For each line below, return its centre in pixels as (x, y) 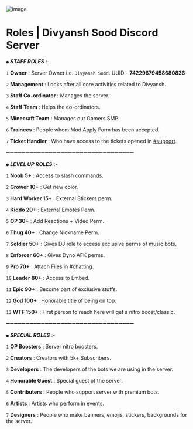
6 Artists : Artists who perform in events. (55, 403)
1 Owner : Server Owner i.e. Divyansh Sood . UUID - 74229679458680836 (96, 73)
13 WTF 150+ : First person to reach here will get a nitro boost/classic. (91, 312)
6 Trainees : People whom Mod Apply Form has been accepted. (83, 130)
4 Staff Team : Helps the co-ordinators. (53, 107)
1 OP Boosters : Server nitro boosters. (52, 346)
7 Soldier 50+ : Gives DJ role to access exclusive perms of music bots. (92, 244)
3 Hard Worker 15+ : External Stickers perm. (59, 198)
